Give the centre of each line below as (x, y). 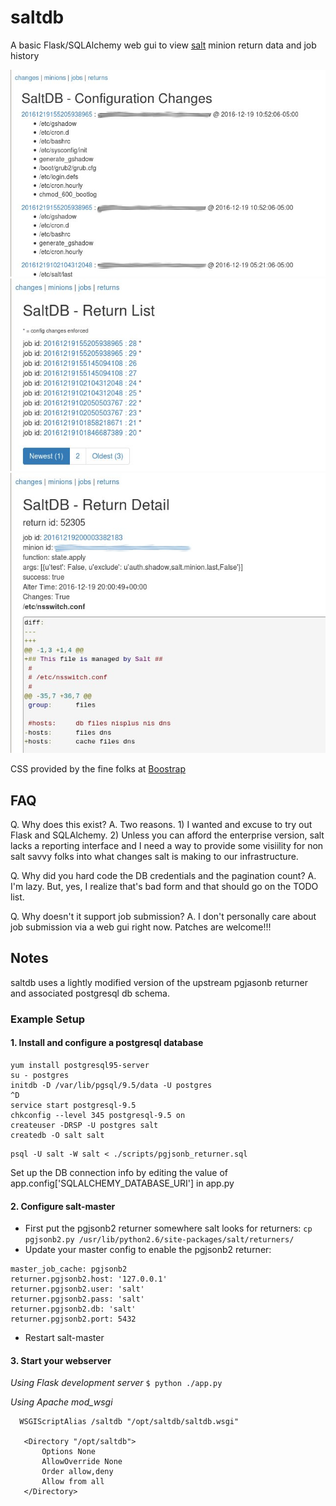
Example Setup (48, 1019)
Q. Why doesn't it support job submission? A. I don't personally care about (163, 917)
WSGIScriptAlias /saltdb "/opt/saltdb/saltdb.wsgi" (129, 1422)
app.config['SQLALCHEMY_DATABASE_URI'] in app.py (122, 1183)
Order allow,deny (77, 1472)
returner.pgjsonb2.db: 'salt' (73, 1309)
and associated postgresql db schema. (90, 993)
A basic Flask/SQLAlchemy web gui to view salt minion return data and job (163, 45)
